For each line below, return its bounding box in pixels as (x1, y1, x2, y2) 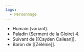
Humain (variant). (12, 25, 48, 31)
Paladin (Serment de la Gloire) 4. (12, 31, 80, 37)
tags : (5, 7, 16, 12)
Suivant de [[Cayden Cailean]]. (12, 36, 76, 42)
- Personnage (9, 12, 37, 17)
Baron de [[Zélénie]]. (12, 41, 55, 47)
